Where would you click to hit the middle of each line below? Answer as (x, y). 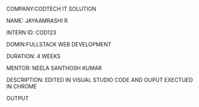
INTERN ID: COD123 (31, 32)
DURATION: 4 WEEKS (33, 56)
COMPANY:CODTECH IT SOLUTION (51, 9)
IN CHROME (22, 86)
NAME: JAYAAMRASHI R (37, 20)
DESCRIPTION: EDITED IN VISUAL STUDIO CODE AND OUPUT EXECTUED (100, 80)
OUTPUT (18, 98)
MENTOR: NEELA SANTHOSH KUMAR (54, 68)
